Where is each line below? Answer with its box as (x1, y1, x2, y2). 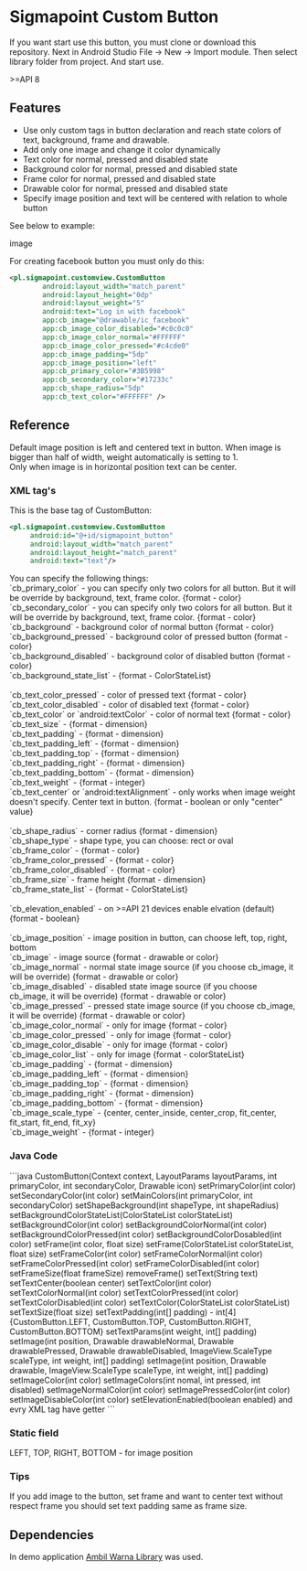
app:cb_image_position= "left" (42, 358, 157, 368)
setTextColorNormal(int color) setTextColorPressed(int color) (9, 1287, 239, 1298)
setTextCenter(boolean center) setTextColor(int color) (9, 1277, 212, 1288)
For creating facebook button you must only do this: (9, 255, 205, 266)
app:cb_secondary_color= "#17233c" (42, 375, 174, 385)
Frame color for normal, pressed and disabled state (22, 173, 217, 184)
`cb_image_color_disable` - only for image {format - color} (9, 1040, 228, 1051)
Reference (9, 418, 70, 433)
